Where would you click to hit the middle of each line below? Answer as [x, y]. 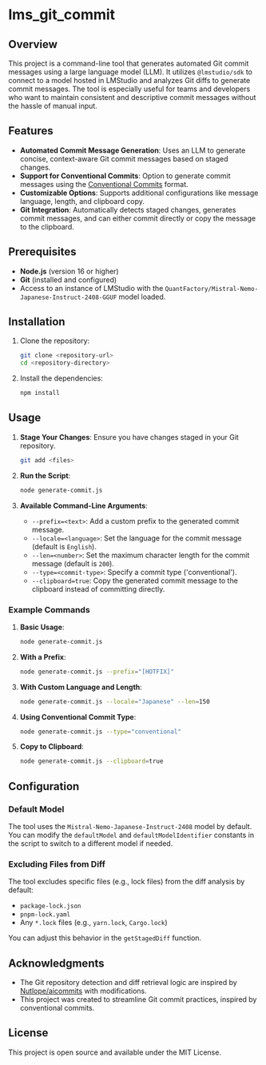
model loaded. [142, 297]
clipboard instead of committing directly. [98, 588]
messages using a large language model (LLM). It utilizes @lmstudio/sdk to [131, 72]
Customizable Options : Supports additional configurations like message [139, 193]
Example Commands [49, 609]
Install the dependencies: [62, 378]
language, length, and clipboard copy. [82, 201]
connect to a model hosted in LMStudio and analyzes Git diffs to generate [129, 80]
